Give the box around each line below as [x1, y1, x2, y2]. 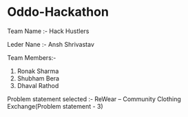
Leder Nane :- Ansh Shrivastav [7, 40, 95, 48]
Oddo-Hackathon [7, 4, 109, 20]
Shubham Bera [17, 74, 60, 83]
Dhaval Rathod [17, 81, 59, 89]
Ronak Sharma [17, 67, 59, 75]
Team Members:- [7, 53, 56, 62]
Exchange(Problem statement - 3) [7, 102, 103, 110]
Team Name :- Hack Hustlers [7, 27, 90, 35]
